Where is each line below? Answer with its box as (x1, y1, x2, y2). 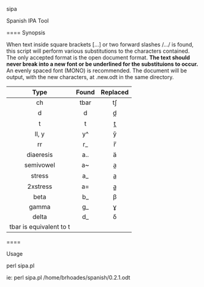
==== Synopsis (6, 29, 46, 36)
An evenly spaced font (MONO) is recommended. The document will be (6, 67, 187, 74)
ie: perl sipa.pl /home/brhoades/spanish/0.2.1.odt (6, 274, 130, 281)
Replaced (100, 88, 129, 96)
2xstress (27, 182, 53, 191)
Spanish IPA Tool (6, 17, 49, 24)
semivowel (24, 161, 55, 169)
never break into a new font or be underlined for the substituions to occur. (6, 61, 198, 67)
